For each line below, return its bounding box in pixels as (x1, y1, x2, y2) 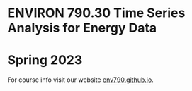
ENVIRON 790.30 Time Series (7, 5, 186, 21)
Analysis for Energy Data (7, 20, 157, 36)
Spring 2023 (7, 52, 83, 68)
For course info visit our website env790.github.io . (7, 75, 154, 84)
